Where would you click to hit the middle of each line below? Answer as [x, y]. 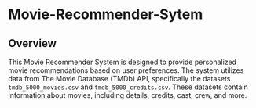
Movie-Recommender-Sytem [106, 14]
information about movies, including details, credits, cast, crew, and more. [128, 95]
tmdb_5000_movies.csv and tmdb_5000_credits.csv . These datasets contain [128, 87]
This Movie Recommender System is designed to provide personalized [123, 62]
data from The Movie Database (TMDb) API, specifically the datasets [119, 79]
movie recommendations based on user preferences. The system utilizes [126, 70]
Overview [33, 43]
